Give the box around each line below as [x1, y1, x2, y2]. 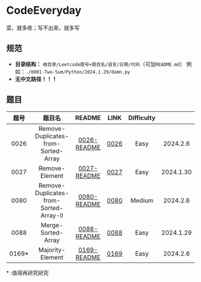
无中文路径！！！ [14, 75, 57, 83]
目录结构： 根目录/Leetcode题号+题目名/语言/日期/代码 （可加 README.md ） [14, 60, 185, 68]
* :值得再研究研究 [6, 269, 49, 276]
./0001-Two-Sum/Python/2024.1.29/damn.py [25, 69, 130, 75]
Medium [130, 196, 154, 204]
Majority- [38, 245, 66, 254]
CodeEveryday [6, 4, 82, 17]
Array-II [41, 211, 64, 219]
